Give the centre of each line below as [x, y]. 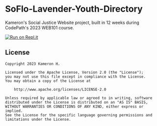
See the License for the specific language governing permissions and [79, 115]
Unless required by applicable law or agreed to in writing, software [79, 98]
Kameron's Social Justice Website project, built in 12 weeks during [72, 22]
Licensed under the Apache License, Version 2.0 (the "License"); [74, 72]
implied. [14, 111]
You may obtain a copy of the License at [48, 81]
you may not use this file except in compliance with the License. [76, 77]
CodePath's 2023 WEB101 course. [40, 27]
